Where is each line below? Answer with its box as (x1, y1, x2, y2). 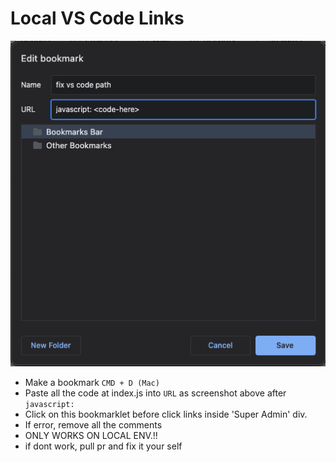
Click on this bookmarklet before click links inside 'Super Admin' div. (24, 408, 308, 420)
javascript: (24, 399, 75, 409)
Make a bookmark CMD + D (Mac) (24, 376, 160, 388)
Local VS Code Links (10, 7, 185, 30)
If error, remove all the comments (24, 418, 163, 431)
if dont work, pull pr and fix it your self (24, 440, 183, 452)
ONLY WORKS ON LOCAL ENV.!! (24, 429, 158, 441)
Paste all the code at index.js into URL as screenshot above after (24, 387, 287, 399)
